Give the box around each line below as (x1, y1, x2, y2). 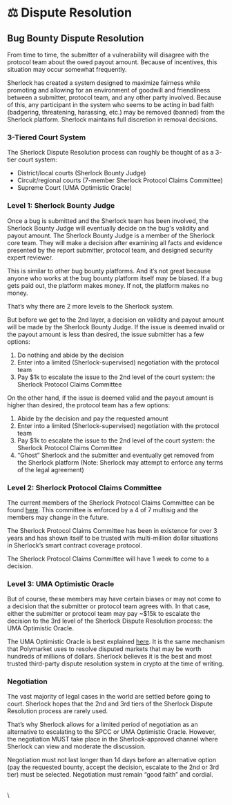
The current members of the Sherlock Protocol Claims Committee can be (7, 498, 215, 507)
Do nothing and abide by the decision (17, 351, 124, 359)
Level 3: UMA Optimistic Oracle (7, 579, 115, 588)
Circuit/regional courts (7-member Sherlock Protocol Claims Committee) (17, 176, 223, 184)
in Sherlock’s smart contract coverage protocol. (7, 541, 143, 550)
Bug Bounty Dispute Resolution (7, 32, 144, 44)
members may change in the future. (7, 513, 109, 521)
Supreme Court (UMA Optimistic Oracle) (17, 184, 133, 192)
